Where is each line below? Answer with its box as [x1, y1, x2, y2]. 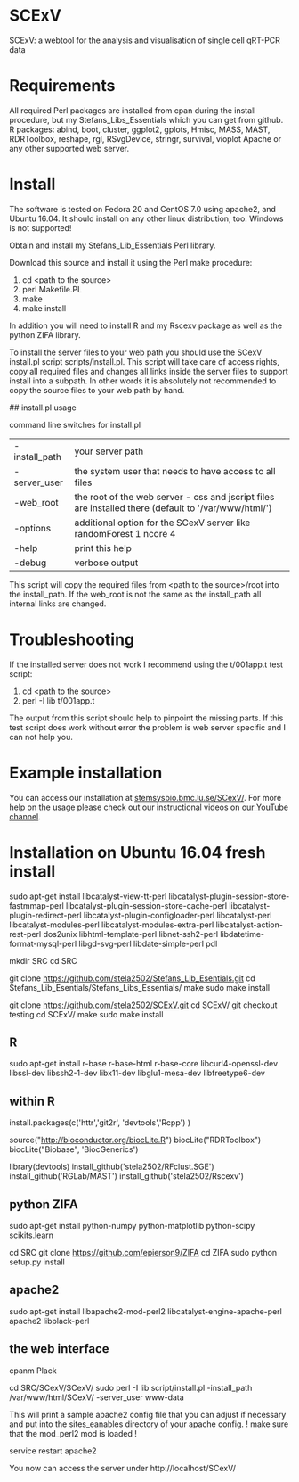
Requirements [9, 76, 116, 96]
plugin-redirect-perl [9, 910, 82, 920]
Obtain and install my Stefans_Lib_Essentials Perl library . [9, 240, 216, 251]
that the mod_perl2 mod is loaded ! [9, 1428, 138, 1438]
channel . [9, 811, 42, 821]
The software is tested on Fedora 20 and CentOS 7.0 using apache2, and [9, 203, 276, 214]
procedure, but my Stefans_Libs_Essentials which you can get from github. [9, 114, 284, 125]
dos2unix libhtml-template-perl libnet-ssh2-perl [43, 928, 219, 939]
